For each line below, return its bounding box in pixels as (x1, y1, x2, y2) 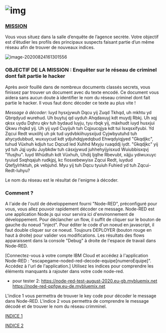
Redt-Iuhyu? (5, 167, 30, 173)
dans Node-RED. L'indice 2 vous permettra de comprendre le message (5, 298, 149, 304)
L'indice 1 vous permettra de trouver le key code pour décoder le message (5, 293, 157, 299)
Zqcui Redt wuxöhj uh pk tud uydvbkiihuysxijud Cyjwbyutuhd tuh (5, 131, 137, 136)
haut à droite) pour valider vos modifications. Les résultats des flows (5, 232, 145, 238)
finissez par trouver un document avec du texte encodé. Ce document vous (5, 89, 159, 95)
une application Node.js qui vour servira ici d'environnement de (5, 211, 134, 217)
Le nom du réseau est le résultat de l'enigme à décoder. (5, 177, 119, 183)
